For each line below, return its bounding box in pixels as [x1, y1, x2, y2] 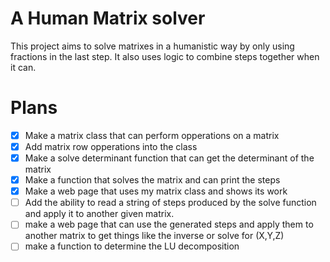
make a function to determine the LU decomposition [24, 240, 240, 252]
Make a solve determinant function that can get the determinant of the [24, 152, 315, 164]
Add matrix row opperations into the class [24, 140, 198, 152]
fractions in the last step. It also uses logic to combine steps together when [10, 50, 320, 62]
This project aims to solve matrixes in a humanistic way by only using [10, 40, 295, 52]
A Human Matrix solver [10, 7, 206, 30]
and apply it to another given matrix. [24, 208, 175, 220]
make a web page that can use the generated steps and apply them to [24, 218, 314, 231]
